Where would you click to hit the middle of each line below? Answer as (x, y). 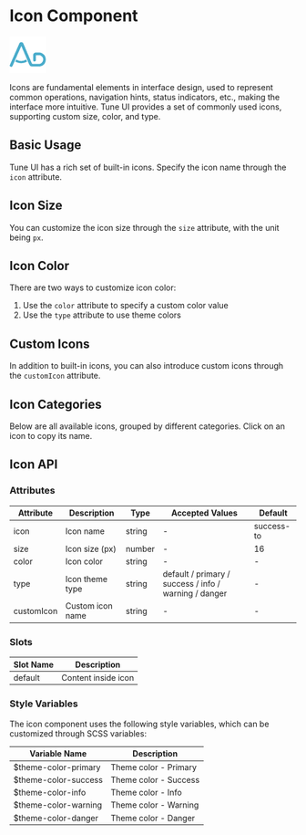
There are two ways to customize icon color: (93, 287)
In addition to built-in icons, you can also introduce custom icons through (147, 366)
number (141, 548)
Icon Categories (56, 404)
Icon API (34, 465)
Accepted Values (205, 513)
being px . (26, 237)
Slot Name (34, 664)
